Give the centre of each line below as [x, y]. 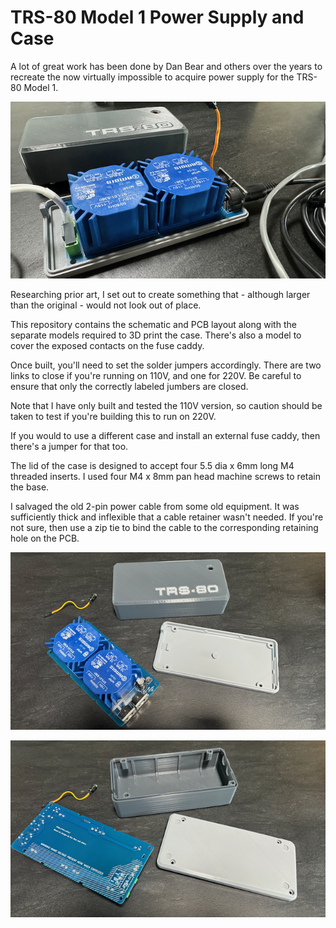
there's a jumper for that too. [69, 447]
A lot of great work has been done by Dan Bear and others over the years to [166, 66]
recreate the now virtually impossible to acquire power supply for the [152, 77]
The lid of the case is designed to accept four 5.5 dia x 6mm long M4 [152, 466]
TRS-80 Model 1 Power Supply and [157, 17]
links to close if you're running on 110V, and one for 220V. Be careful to [156, 376]
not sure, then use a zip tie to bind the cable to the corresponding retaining [164, 528]
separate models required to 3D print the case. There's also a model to [156, 335]
